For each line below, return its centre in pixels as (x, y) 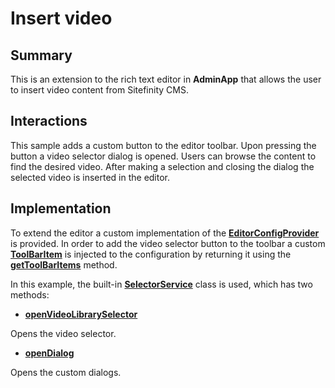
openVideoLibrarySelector (81, 314)
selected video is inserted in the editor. (90, 177)
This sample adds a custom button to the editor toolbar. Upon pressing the (163, 145)
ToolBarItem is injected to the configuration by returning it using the (151, 254)
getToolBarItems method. (64, 264)
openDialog (49, 353)
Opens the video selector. (63, 333)
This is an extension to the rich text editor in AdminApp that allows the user (166, 79)
